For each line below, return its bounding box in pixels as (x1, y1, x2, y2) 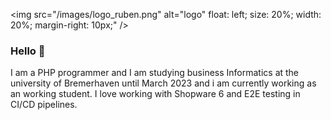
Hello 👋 (10, 44, 46, 58)
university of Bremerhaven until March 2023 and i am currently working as (10, 77, 317, 89)
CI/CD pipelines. (10, 99, 78, 111)
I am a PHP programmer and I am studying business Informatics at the (10, 67, 300, 79)
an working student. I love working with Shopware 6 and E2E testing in (10, 88, 301, 100)
